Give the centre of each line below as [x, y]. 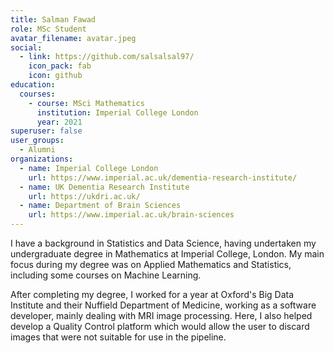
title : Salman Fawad [53, 19]
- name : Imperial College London [89, 168]
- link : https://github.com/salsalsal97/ [107, 57]
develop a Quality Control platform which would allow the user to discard [160, 326]
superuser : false [46, 131]
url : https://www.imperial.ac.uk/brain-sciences [131, 215]
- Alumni [37, 150]
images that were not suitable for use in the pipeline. [118, 337]
